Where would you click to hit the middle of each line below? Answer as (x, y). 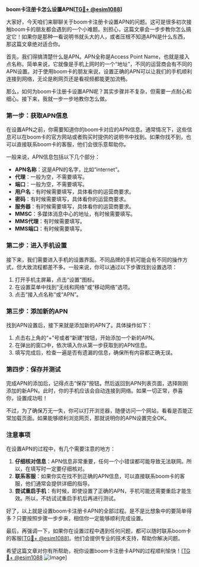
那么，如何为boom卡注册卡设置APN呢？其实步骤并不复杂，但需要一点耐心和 (99, 91)
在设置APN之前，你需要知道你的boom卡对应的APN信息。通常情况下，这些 (97, 130)
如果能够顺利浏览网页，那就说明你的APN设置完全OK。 (103, 418)
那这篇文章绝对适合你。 (35, 44)
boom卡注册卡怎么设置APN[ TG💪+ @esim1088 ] (64, 9)
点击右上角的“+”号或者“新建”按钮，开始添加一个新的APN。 (86, 337)
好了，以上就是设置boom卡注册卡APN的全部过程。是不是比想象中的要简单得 (99, 511)
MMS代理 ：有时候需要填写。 (50, 221)
